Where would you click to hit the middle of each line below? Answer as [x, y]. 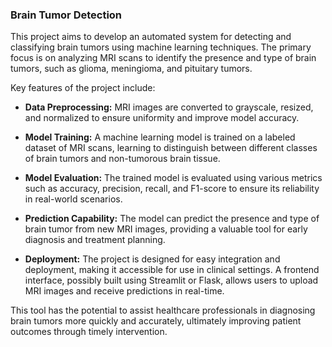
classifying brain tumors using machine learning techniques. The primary [161, 47]
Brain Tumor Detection [66, 15]
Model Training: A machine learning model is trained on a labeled [160, 137]
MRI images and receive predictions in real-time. [124, 291]
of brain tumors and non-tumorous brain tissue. [122, 159]
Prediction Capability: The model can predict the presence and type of [172, 219]
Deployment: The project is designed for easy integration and [152, 259]
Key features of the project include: [83, 88]
